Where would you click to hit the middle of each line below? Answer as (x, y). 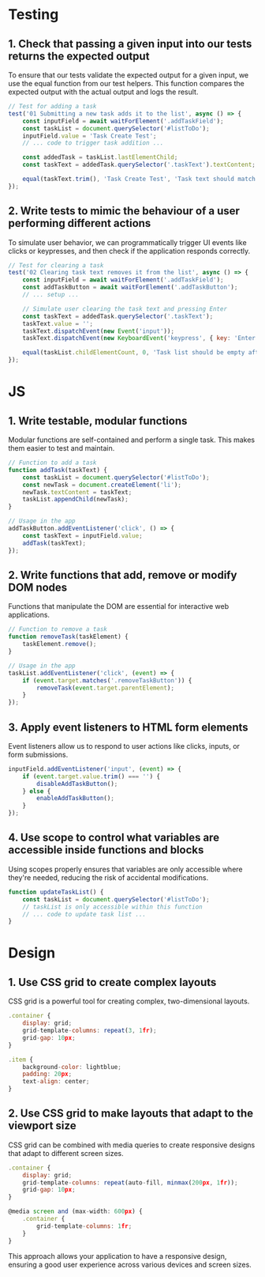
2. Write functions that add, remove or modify (123, 575)
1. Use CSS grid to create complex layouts (112, 982)
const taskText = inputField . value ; (83, 535)
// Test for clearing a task (56, 265)
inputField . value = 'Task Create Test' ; (90, 136)
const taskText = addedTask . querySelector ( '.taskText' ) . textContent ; (139, 165)
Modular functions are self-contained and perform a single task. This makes (132, 440)
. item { (21, 1060)
